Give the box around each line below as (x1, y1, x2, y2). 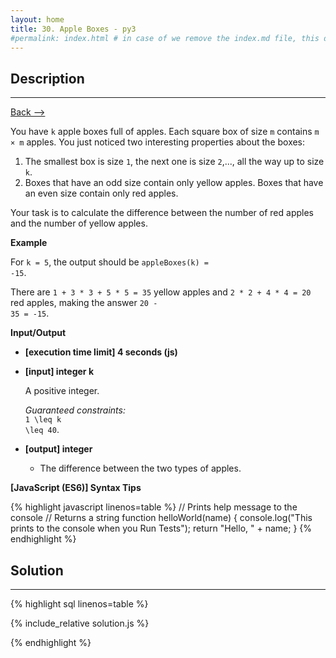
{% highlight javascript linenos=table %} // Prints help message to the (10, 501, 298, 513)
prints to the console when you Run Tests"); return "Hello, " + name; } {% (10, 522, 313, 535)
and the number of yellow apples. (10, 217, 148, 230)
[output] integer (24, 443, 93, 455)
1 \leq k (24, 415, 62, 425)
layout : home (10, 14, 65, 25)
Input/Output (10, 327, 67, 339)
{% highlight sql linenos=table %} (10, 598, 149, 610)
